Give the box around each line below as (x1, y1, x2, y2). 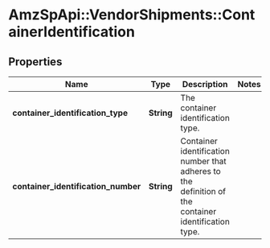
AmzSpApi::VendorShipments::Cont (8, 6, 256, 24)
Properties (8, 55, 63, 68)
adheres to (180, 166, 221, 176)
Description (182, 79, 228, 89)
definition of (180, 186, 227, 196)
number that (180, 155, 227, 167)
